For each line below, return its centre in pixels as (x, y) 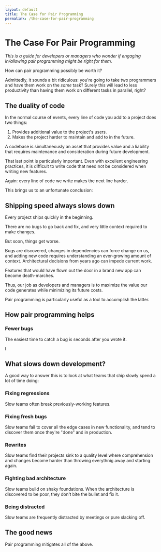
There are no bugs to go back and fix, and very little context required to (76, 226)
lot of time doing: (22, 381)
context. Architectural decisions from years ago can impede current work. (79, 261)
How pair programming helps (50, 315)
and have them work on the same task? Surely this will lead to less (71, 85)
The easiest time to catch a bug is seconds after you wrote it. (66, 339)
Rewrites (16, 445)
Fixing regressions (27, 393)
